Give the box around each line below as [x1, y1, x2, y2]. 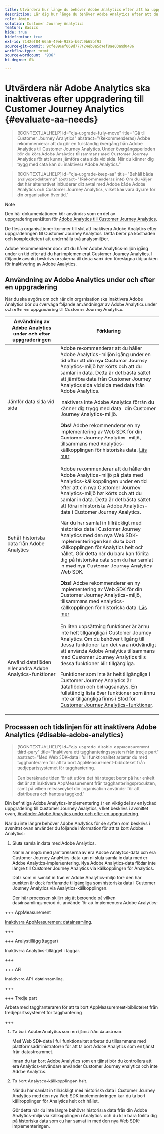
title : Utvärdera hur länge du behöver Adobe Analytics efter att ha [5, 7, 150, 12]
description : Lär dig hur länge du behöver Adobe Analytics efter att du [5, 12, 159, 17]
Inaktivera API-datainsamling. [5, 976, 64, 981]
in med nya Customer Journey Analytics [60, 563, 152, 569]
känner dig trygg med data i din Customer [60, 405, 156, 412]
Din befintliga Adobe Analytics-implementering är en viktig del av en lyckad [5, 800, 157, 806]
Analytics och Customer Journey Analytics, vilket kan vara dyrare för [17, 187, 156, 193]
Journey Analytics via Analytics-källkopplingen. [12, 885, 108, 891]
